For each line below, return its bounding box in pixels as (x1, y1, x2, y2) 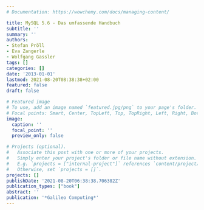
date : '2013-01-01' (6, 71, 56, 77)
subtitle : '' (6, 26, 39, 32)
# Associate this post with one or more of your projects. (6, 150, 165, 156)
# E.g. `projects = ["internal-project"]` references (6, 161, 151, 167)
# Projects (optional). (6, 144, 67, 150)
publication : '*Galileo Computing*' (6, 195, 99, 201)
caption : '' (12, 121, 42, 128)
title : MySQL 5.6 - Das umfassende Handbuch (6, 19, 121, 26)
